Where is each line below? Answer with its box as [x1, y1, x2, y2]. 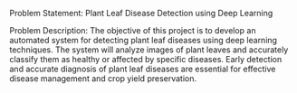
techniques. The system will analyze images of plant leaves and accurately [9, 44, 289, 55]
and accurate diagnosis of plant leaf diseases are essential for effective [9, 63, 276, 74]
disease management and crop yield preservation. [9, 73, 197, 84]
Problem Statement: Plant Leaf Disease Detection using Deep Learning [9, 8, 273, 18]
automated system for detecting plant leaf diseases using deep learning [9, 35, 278, 45]
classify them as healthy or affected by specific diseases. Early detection [9, 54, 283, 64]
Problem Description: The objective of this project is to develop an [9, 25, 256, 35]
